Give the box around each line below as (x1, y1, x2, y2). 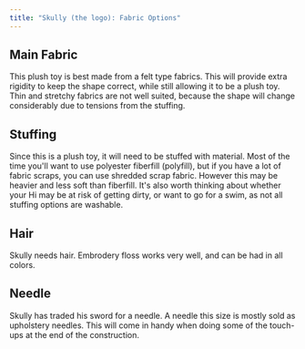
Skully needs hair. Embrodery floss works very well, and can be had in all (9, 250, 284, 261)
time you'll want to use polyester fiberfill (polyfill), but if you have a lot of (9, 160, 282, 171)
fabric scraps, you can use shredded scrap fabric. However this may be (9, 170, 279, 181)
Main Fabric (9, 47, 78, 63)
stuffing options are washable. (9, 200, 124, 210)
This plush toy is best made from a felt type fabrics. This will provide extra (9, 71, 288, 82)
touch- (269, 320, 295, 331)
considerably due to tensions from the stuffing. (9, 100, 186, 111)
